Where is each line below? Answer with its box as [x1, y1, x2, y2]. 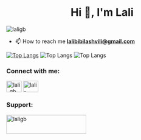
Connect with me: [6, 67, 60, 75]
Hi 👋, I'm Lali [70, 5, 134, 19]
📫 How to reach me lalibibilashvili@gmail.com [15, 38, 135, 45]
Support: [6, 101, 33, 109]
